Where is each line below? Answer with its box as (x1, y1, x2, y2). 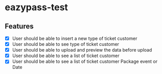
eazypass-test (5, 2, 68, 13)
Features (5, 22, 34, 31)
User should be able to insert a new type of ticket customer (12, 35, 137, 41)
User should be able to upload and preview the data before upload (12, 47, 152, 53)
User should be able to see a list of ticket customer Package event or (12, 58, 158, 65)
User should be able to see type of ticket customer (12, 41, 120, 47)
